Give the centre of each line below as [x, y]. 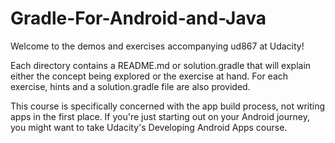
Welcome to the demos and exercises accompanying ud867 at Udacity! [157, 46]
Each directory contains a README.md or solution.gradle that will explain [161, 65]
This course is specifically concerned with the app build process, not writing [168, 106]
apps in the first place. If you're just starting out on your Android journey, [160, 116]
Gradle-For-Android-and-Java [138, 18]
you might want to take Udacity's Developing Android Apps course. [149, 127]
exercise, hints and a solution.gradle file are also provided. [130, 86]
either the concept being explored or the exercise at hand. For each [149, 76]
